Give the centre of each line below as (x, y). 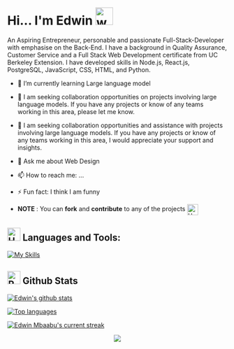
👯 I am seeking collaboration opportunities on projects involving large (117, 97)
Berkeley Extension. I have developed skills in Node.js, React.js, (98, 62)
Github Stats (50, 281)
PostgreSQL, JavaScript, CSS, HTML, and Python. (79, 69)
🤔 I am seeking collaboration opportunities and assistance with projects (120, 125)
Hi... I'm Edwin (50, 21)
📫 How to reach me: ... (51, 175)
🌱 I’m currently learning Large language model (84, 83)
